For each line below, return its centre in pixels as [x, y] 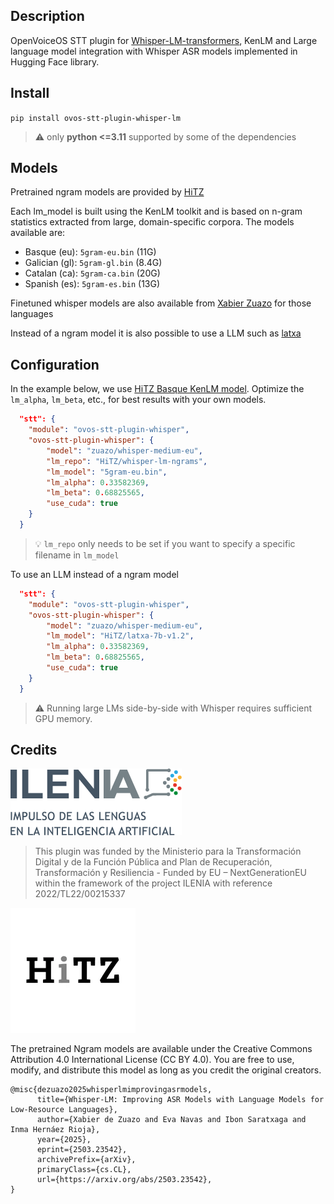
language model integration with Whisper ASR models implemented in [154, 51]
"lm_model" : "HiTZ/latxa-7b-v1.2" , [120, 636]
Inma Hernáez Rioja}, [55, 1130]
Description [47, 16]
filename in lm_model [77, 555]
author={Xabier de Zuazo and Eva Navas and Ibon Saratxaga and [171, 1120]
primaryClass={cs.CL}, [84, 1170]
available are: [38, 233]
